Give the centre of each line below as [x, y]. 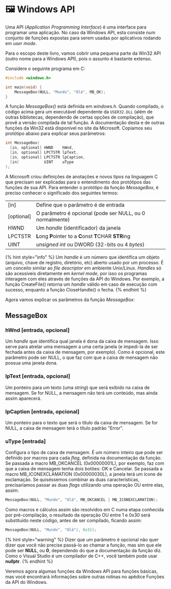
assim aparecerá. [23, 398]
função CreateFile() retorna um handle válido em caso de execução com [81, 284]
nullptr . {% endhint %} [29, 561]
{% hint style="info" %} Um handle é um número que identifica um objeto [82, 257]
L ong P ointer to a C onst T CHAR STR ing [83, 236]
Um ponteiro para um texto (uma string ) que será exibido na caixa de [78, 387]
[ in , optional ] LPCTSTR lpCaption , [48, 157]
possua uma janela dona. [32, 363]
